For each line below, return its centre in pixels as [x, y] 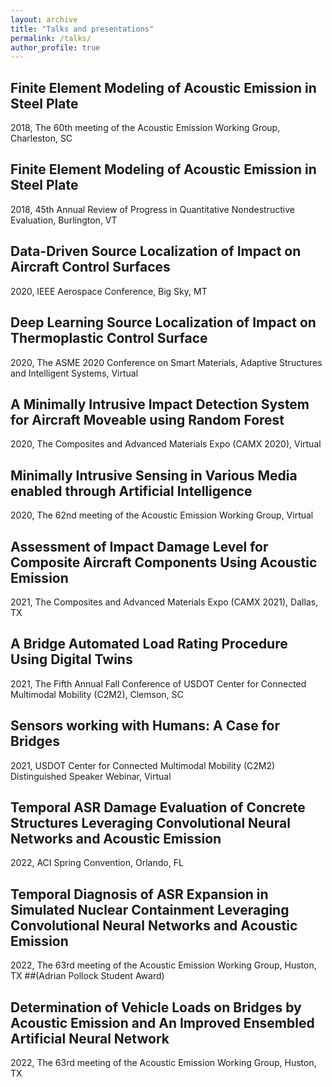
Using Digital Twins [71, 659]
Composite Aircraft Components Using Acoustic [164, 562]
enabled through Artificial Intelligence [131, 491]
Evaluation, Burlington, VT [64, 220]
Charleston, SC [41, 138]
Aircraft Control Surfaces [90, 267]
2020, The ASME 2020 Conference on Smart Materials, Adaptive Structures [166, 362]
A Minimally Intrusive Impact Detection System [160, 404]
